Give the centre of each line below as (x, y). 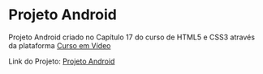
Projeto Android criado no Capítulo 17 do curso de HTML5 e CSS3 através (132, 37)
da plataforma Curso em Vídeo (60, 45)
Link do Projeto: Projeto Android (62, 61)
